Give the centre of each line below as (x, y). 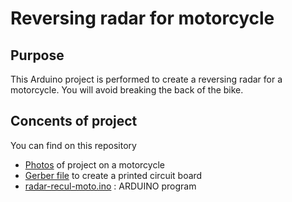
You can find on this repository (73, 145)
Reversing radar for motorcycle (142, 18)
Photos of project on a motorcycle (94, 164)
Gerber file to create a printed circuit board (113, 175)
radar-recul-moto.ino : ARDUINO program (110, 186)
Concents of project (74, 121)
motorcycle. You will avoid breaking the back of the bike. (127, 90)
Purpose (37, 55)
